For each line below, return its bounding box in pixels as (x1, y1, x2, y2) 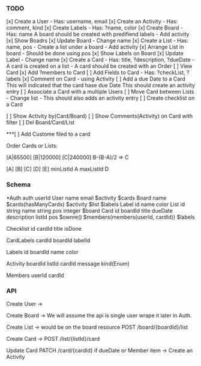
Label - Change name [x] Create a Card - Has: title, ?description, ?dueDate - (6, 56, 195, 64)
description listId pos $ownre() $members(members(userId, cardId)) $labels (6, 213, 195, 221)
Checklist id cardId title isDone (6, 225, 82, 232)
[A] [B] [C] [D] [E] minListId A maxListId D (6, 165, 109, 172)
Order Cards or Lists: (6, 142, 58, 150)
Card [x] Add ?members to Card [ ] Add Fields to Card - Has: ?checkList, (6, 69, 185, 76)
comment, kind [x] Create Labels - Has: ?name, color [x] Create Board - (6, 24, 184, 31)
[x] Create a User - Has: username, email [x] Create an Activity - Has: (6, 18, 178, 25)
